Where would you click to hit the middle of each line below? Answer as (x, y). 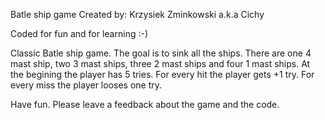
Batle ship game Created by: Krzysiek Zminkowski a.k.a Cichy (137, 14)
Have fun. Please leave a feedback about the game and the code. (145, 104)
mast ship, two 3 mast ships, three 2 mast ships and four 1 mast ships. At (160, 63)
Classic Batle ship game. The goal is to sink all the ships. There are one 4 (161, 53)
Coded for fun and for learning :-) (79, 33)
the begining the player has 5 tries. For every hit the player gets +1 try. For (162, 74)
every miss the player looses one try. (86, 85)
